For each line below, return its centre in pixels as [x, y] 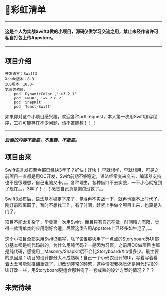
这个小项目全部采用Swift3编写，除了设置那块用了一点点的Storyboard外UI [80, 239]
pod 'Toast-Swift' [33, 107]
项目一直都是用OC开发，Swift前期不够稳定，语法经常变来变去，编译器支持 [85, 176]
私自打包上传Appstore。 [30, 37]
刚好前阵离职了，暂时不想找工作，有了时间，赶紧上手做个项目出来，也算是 [81, 205]
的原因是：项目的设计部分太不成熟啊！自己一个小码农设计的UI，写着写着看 [82, 258]
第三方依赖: [16, 89]
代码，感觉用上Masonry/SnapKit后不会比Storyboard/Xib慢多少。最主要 [86, 251]
